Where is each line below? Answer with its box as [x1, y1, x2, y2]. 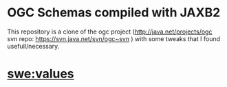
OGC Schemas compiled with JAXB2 [7, 5, 221, 21]
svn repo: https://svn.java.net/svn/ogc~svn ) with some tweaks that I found [7, 34, 220, 42]
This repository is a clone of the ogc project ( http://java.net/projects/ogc [7, 27, 213, 36]
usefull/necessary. [7, 42, 60, 50]
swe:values [7, 66, 74, 82]
